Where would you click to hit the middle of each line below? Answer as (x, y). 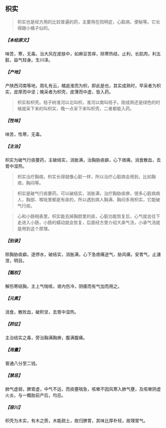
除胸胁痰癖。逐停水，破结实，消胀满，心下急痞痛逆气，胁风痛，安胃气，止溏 (83, 254)
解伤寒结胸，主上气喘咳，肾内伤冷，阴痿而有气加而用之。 (63, 286)
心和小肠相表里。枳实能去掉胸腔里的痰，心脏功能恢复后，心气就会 (84, 216)
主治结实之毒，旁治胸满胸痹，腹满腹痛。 (46, 337)
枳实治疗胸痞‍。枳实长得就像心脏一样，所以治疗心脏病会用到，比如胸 (86, 176)
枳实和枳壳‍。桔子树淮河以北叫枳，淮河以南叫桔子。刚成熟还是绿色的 (86, 102)
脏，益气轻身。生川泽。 (29, 60)
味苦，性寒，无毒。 (25, 134)
